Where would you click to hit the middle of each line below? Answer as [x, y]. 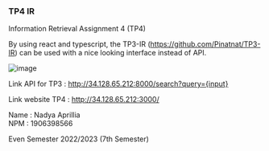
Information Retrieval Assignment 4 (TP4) [77, 29]
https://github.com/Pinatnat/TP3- [205, 44]
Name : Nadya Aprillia [44, 115]
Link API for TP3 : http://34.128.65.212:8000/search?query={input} [118, 84]
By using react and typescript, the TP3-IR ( [79, 44]
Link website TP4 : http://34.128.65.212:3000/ [84, 100]
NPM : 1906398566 [41, 124]
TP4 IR [21, 11]
